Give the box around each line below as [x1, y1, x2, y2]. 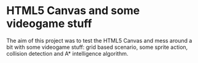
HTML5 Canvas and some [6, 4, 140, 18]
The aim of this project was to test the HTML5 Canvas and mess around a [6, 37, 192, 44]
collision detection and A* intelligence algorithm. [6, 50, 129, 57]
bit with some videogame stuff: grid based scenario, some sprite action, [6, 43, 188, 51]
